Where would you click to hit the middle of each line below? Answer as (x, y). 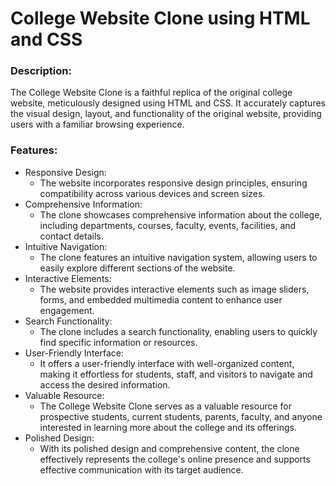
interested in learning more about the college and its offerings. (168, 427)
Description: (41, 71)
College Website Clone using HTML (160, 18)
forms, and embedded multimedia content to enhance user (161, 299)
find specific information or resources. (118, 342)
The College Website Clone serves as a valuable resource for (165, 406)
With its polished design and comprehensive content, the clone (169, 448)
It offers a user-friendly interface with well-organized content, (167, 363)
